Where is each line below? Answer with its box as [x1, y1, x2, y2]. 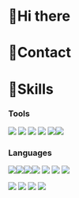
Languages [8, 147, 53, 158]
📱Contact [8, 44, 72, 62]
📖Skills [8, 80, 54, 98]
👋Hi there [8, 7, 71, 25]
